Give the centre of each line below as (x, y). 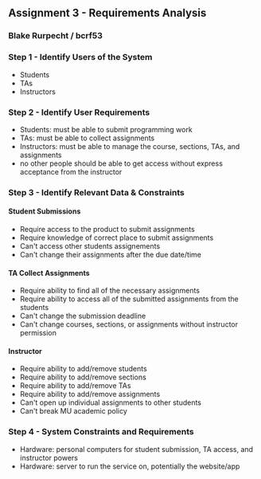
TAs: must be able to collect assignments (87, 138)
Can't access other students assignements (90, 246)
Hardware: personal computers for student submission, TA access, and (136, 449)
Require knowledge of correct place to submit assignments (117, 238)
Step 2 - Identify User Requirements (79, 112)
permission (38, 333)
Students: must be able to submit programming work (106, 129)
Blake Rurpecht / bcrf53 (56, 36)
